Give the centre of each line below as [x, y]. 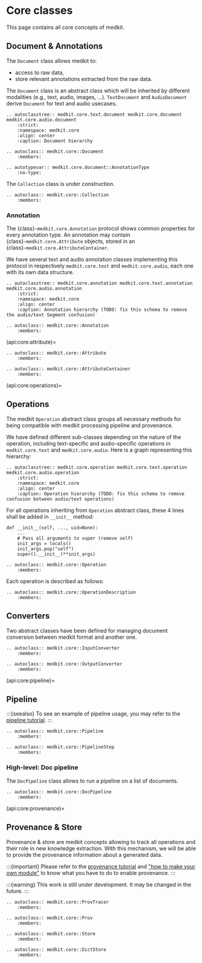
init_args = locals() [44, 543]
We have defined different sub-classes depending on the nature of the [94, 437]
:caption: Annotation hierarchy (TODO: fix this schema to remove [102, 310]
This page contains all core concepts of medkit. [65, 27]
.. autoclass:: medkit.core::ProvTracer [58, 902]
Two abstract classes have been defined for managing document [87, 630]
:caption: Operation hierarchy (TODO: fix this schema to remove [101, 494]
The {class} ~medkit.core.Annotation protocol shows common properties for [101, 229]
